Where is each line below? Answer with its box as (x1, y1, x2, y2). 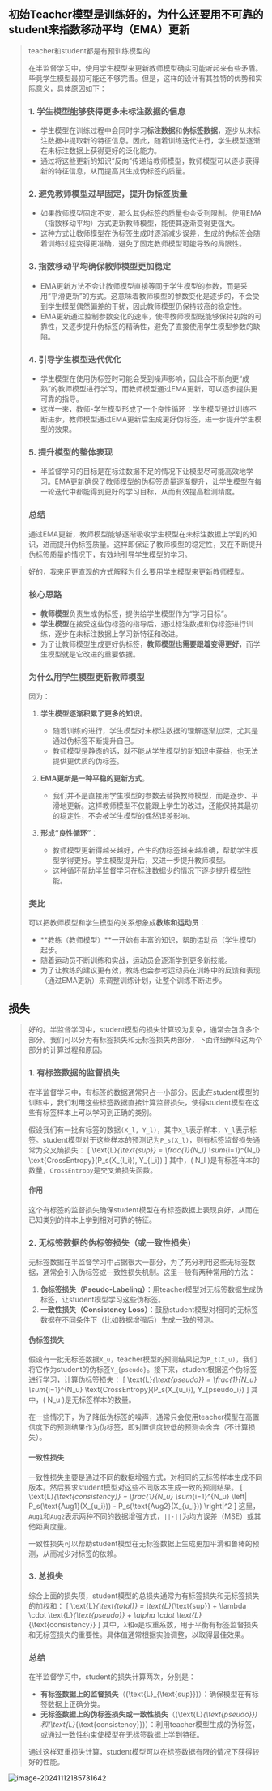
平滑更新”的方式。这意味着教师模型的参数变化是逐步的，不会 (50, 291, 253, 301)
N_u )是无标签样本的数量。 (47, 1395, 136, 1404)
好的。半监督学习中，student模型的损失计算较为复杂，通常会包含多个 (28, 1024, 260, 1035)
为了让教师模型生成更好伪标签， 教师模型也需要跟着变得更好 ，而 (40, 639, 253, 648)
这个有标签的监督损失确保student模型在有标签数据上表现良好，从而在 (28, 1204, 260, 1214)
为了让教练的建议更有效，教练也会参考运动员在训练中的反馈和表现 (40, 965, 261, 975)
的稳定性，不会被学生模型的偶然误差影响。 (52, 811, 195, 821)
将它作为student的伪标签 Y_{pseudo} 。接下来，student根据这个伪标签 (28, 1365, 257, 1374)
